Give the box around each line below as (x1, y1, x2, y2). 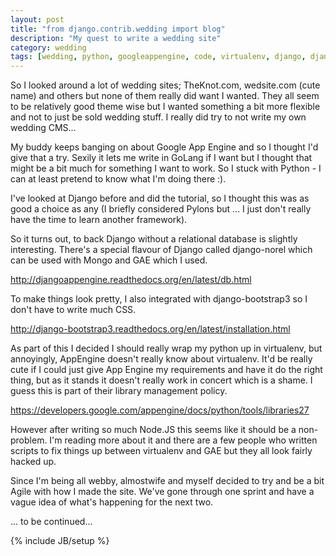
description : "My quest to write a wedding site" (10, 33, 222, 43)
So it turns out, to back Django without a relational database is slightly (10, 233, 298, 245)
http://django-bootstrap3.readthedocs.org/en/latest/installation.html (10, 323, 291, 335)
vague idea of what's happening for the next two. (10, 496, 214, 508)
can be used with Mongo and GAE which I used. (10, 254, 208, 266)
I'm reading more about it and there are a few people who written (49, 434, 318, 446)
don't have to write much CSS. (10, 304, 137, 316)
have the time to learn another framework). (10, 214, 188, 226)
